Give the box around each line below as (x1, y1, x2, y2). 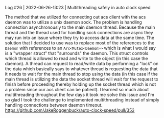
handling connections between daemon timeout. (5, 102, 103, 108)
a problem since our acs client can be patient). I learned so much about (5, 87, 149, 92)
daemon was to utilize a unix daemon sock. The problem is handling (5, 20, 142, 25)
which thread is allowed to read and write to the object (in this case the (5, 56, 148, 61)
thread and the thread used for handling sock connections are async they (5, 30, 153, 35)
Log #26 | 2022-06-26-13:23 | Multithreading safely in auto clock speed (5, 5, 151, 10)
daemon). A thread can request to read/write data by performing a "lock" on (5, 61, 159, 66)
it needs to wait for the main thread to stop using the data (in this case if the (5, 71, 158, 77)
